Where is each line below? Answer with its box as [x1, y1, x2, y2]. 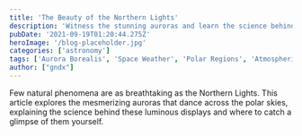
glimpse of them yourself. [9, 115, 104, 126]
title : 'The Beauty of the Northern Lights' [9, 13, 179, 22]
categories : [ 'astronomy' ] [9, 47, 111, 55]
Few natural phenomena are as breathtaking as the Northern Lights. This [9, 87, 279, 98]
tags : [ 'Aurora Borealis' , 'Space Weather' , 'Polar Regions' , [9, 55, 247, 64]
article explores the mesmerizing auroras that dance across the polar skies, [9, 97, 289, 107]
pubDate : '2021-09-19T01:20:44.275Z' [9, 30, 151, 38]
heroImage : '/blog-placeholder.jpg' [9, 38, 147, 47]
